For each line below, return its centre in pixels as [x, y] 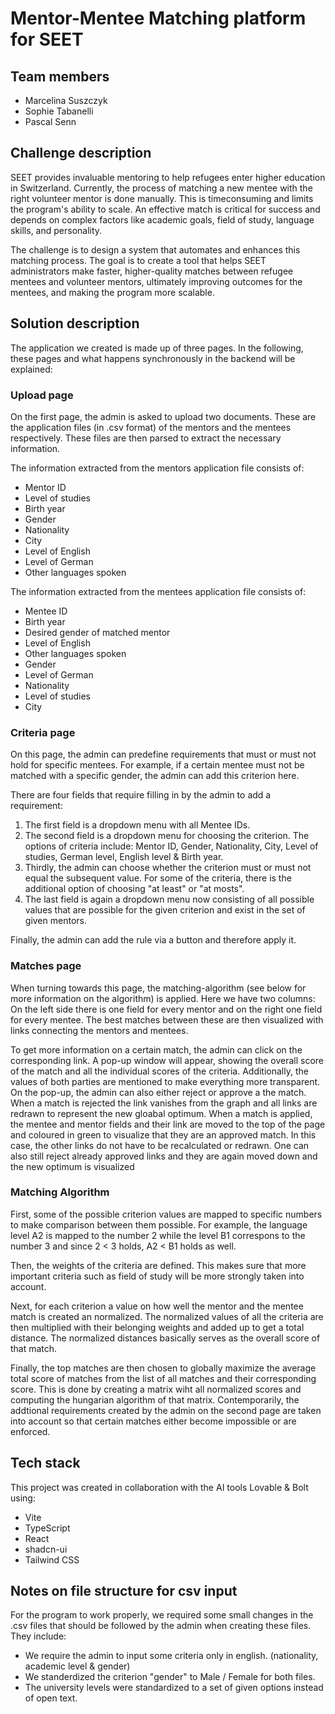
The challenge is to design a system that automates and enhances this [155, 249]
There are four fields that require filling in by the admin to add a [141, 795]
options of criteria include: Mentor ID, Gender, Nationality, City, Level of [171, 846]
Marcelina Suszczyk [66, 100]
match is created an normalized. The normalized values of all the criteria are [167, 1316]
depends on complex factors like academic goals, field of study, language [162, 219]
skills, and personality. [56, 230]
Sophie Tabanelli [59, 111]
